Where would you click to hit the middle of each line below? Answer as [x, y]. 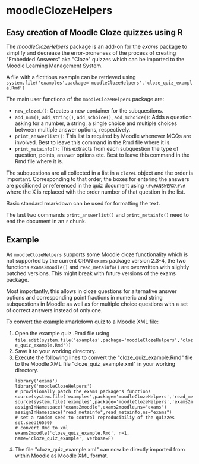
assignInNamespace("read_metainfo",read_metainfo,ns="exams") [93, 412]
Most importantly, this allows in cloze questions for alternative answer [91, 291]
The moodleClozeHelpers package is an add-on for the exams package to [97, 46]
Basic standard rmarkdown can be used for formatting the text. [83, 203]
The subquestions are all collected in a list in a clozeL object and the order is [100, 173]
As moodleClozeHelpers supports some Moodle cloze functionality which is [97, 254]
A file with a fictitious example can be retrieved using [71, 77]
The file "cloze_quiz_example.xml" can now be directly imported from [100, 449]
